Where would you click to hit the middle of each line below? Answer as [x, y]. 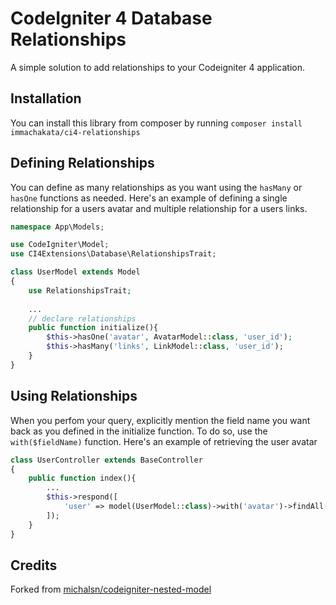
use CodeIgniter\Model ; [60, 245]
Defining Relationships [82, 163]
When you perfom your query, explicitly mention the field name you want [160, 420]
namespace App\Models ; [57, 227]
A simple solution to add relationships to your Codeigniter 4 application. [157, 67]
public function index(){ [82, 478]
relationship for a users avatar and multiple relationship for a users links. [159, 208]
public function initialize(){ [93, 328]
